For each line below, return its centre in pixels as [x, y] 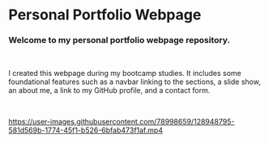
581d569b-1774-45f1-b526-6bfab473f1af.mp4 [86, 130]
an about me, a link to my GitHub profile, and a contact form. [109, 90]
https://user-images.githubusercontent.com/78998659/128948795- [122, 122]
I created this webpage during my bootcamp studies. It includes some [125, 74]
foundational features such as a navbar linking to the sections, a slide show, [134, 82]
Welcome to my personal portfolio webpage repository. [120, 40]
